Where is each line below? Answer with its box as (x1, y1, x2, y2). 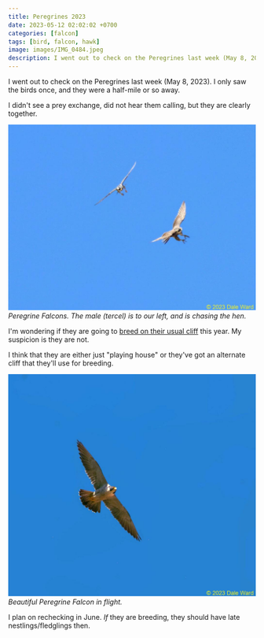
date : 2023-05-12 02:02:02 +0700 (8, 20, 118, 29)
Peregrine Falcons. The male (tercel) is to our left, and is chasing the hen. (8, 311, 247, 321)
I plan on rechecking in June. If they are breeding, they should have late (8, 613, 240, 622)
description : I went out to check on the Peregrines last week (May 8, (8, 54, 247, 62)
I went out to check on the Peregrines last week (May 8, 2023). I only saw (8, 77, 247, 86)
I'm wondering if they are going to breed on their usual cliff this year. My (8, 326, 242, 336)
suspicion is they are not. (8, 335, 90, 344)
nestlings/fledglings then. (8, 621, 90, 630)
